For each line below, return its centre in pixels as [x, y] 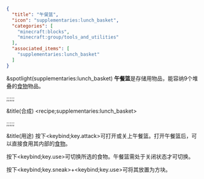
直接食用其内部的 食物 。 [41, 143]
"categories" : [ [32, 26]
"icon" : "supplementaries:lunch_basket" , [66, 20]
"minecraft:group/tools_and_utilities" [68, 37]
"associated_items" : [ [41, 49]
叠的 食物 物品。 [25, 86]
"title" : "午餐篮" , [35, 14]
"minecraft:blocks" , [43, 32]
